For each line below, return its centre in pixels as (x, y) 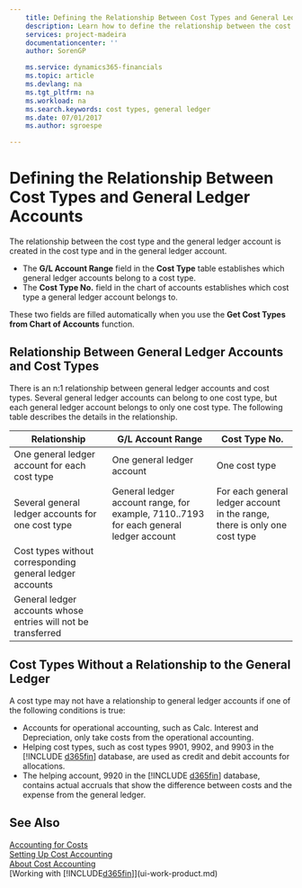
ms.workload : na (56, 101)
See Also (35, 823)
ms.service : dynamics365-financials (94, 67)
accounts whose (49, 610)
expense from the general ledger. (84, 794)
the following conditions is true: (67, 710)
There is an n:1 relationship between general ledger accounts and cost (139, 388)
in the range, (243, 514)
